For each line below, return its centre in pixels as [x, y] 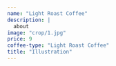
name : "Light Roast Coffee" [48, 13]
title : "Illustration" [40, 52]
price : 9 [20, 39]
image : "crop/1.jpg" [37, 33]
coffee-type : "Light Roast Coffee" [58, 45]
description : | [29, 20]
